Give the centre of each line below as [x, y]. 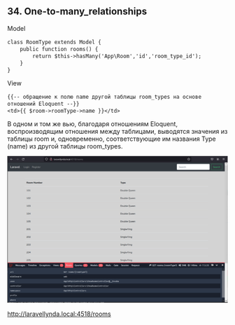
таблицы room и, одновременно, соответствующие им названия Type [112, 139]
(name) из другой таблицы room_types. [65, 146]
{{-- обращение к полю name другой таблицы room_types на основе [104, 97]
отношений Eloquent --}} [43, 104]
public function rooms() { [59, 49]
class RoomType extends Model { [54, 42]
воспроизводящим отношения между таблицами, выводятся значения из [117, 131]
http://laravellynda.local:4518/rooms [59, 314]
